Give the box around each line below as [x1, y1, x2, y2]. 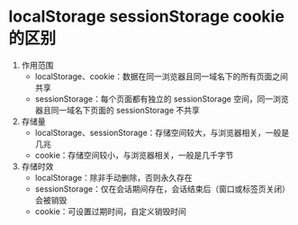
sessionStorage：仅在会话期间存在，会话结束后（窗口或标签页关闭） [34, 183, 290, 194]
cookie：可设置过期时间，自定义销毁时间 [34, 205, 186, 217]
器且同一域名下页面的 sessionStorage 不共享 [34, 104, 200, 115]
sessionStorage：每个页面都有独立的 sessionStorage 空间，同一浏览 [34, 93, 289, 104]
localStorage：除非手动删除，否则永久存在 [34, 172, 193, 183]
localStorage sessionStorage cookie [8, 6, 285, 27]
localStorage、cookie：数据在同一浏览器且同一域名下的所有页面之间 [34, 70, 289, 82]
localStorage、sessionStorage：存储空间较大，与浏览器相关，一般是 [34, 127, 290, 138]
